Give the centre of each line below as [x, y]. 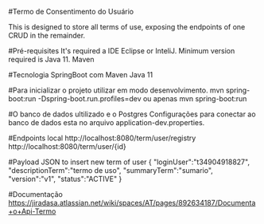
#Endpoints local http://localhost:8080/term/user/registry [102, 138]
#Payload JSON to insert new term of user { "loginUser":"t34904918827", [129, 162]
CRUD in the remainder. [47, 35]
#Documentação [36, 194]
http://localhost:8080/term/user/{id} [67, 146]
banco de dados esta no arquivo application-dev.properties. [107, 122]
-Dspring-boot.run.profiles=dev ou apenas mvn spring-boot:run [142, 98]
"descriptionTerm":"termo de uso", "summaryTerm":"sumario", [111, 170]
